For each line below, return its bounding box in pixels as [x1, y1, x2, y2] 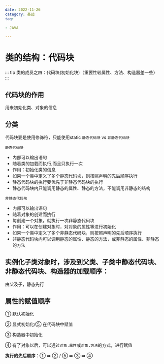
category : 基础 [5, 12, 35, 17]
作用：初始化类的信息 [12, 166, 56, 172]
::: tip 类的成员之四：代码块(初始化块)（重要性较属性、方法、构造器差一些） [5, 69, 158, 75]
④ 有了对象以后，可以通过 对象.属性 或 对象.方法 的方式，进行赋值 [5, 342, 132, 348]
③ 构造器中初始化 [5, 332, 43, 338]
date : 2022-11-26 [5, 7, 41, 12]
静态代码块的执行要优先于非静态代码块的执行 [12, 179, 103, 185]
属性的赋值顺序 [5, 297, 51, 305]
